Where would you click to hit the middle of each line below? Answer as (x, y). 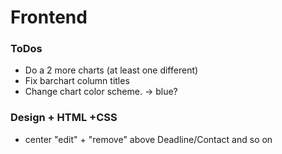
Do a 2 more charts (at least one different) (111, 70)
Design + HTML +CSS (64, 118)
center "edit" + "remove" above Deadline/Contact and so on (148, 139)
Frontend (49, 17)
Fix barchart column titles (77, 81)
